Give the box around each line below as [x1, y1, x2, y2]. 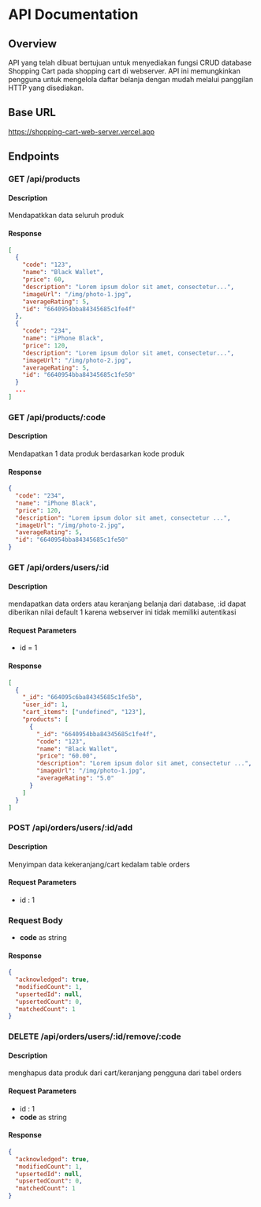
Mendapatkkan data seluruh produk [8, 211, 125, 220]
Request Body [8, 915, 63, 926]
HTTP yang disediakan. [8, 83, 84, 92]
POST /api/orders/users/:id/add [8, 822, 133, 833]
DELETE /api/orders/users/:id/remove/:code [8, 1031, 181, 1042]
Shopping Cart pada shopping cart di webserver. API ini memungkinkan [8, 66, 240, 76]
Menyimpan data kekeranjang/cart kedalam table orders [8, 859, 191, 869]
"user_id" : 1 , [22, 701, 69, 709]
